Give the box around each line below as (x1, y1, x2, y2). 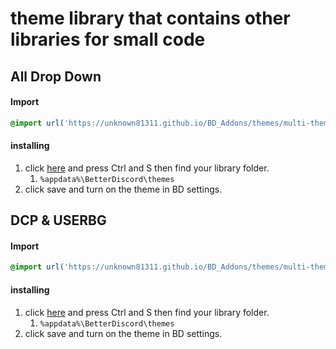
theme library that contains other (10, 7, 291, 30)
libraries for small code (10, 28, 206, 51)
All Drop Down (10, 68, 102, 85)
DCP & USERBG (10, 212, 107, 229)
